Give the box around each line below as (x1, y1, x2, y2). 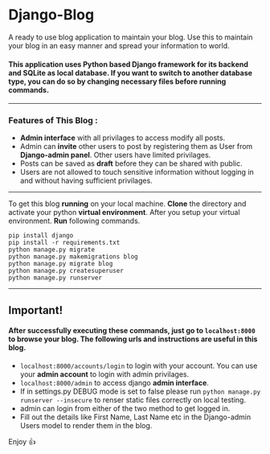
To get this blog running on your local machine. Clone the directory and (8, 199, 247, 208)
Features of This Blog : (8, 115, 98, 126)
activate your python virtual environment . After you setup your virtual (8, 208, 240, 217)
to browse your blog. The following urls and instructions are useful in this (8, 334, 258, 344)
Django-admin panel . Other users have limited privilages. (19, 151, 211, 160)
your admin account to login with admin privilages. (19, 369, 190, 379)
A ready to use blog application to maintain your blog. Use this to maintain (8, 32, 253, 42)
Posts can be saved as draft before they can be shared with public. (19, 159, 243, 168)
